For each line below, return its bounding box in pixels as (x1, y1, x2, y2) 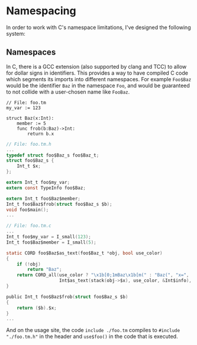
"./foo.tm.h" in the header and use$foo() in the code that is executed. (6, 333, 179, 340)
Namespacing (6, 4, 76, 18)
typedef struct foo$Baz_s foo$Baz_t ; (6, 152, 99, 158)
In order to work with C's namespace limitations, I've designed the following (6, 24, 191, 31)
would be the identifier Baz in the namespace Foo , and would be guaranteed (6, 82, 190, 89)
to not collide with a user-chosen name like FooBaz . (6, 88, 130, 95)
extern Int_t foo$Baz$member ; (6, 196, 81, 202)
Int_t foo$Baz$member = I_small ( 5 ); (6, 239, 96, 245)
